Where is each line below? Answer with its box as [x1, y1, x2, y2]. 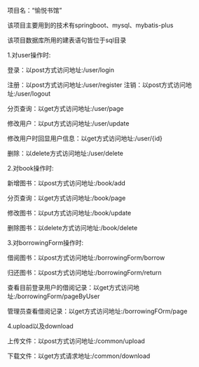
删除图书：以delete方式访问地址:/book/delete [7, 224, 138, 232]
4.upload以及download [7, 322, 74, 330]
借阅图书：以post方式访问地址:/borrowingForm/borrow [7, 253, 165, 262]
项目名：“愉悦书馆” [7, 6, 62, 14]
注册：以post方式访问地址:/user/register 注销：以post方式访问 [7, 81, 186, 89]
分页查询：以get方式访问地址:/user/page [7, 105, 124, 112]
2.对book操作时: [7, 164, 54, 172]
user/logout [17, 90, 51, 98]
